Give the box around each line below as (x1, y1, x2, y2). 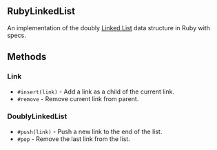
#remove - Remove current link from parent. (17, 94, 139, 103)
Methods (7, 51, 47, 63)
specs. (7, 31, 26, 39)
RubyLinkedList (7, 6, 76, 17)
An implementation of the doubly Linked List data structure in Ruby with (7, 23, 210, 32)
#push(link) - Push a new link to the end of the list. (17, 127, 163, 136)
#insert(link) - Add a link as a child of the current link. (17, 87, 174, 96)
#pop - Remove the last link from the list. (17, 134, 131, 143)
